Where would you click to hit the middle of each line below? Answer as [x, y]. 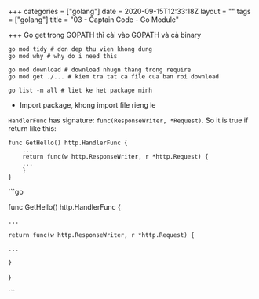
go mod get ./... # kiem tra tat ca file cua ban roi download [114, 77]
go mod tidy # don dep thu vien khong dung [80, 49]
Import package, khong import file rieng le [88, 105]
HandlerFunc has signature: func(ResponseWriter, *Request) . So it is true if [128, 120]
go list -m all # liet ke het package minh [80, 90]
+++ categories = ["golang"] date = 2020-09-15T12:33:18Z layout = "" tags [129, 11]
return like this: [32, 128]
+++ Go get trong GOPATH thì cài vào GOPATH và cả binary [105, 35]
